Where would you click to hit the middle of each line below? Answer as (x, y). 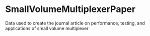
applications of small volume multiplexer (47, 28)
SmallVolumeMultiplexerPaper (70, 9)
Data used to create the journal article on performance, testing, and (75, 23)
